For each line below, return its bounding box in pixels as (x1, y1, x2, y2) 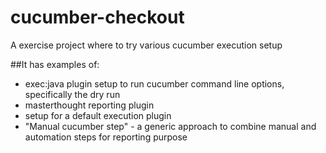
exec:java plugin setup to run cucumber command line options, (24, 77, 285, 90)
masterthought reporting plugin (24, 99, 155, 111)
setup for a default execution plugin (24, 109, 172, 121)
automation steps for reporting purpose (24, 131, 188, 143)
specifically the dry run (24, 88, 121, 100)
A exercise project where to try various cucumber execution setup (10, 39, 283, 51)
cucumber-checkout (10, 6, 185, 29)
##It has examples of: (10, 58, 100, 70)
